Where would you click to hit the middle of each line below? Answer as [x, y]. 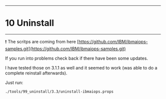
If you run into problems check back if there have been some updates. [77, 58]
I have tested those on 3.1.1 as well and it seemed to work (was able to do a [81, 67]
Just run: [14, 82]
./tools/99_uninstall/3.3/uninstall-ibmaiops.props [59, 92]
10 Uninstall [30, 23]
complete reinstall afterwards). [36, 73]
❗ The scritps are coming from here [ [42, 41]
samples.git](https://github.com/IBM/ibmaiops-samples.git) [65, 49]
